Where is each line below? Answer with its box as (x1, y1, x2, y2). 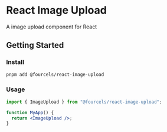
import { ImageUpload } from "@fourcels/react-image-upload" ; (6, 99, 162, 105)
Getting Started (6, 40, 64, 50)
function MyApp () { (6, 110, 54, 115)
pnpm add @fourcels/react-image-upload (6, 72, 104, 78)
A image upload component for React (6, 23, 97, 30)
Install (6, 58, 25, 66)
